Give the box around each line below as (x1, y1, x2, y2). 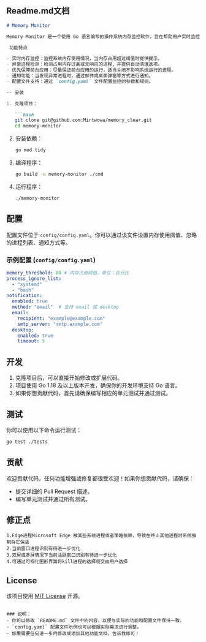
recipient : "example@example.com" (17, 315, 105, 322)
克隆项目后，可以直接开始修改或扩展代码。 (15, 374, 123, 382)
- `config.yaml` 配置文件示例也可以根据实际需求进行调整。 (6, 624, 142, 630)
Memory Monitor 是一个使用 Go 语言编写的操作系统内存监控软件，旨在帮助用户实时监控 (6, 33, 200, 40)
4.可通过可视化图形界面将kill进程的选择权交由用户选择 (6, 559, 128, 565)
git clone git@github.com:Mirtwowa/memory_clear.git (14, 117, 152, 124)
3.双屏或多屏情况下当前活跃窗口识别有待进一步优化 (6, 552, 117, 559)
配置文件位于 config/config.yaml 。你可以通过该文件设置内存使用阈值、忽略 (6, 231, 197, 238)
